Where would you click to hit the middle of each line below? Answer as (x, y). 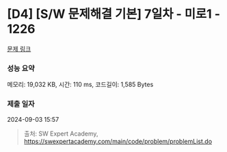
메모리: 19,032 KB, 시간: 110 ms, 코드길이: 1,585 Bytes (80, 85)
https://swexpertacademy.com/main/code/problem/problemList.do (118, 141)
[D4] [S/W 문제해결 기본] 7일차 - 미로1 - (114, 14)
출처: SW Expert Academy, (61, 134)
